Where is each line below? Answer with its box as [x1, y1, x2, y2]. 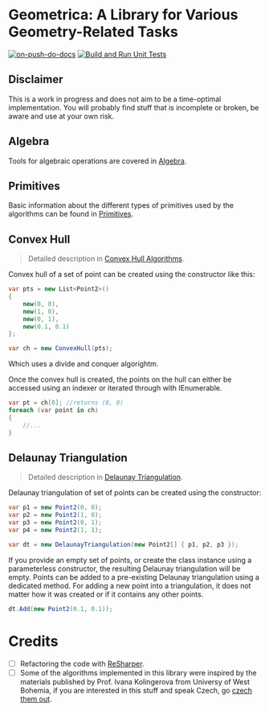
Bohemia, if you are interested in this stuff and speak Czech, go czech [19, 685, 253, 695]
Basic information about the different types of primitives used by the [8, 200, 234, 210]
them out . [19, 694, 52, 704]
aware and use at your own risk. [8, 111, 115, 121]
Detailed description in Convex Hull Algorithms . [27, 254, 185, 263]
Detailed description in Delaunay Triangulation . [27, 473, 183, 482]
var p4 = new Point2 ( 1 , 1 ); [8, 526, 103, 534]
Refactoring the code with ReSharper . [19, 659, 145, 668]
